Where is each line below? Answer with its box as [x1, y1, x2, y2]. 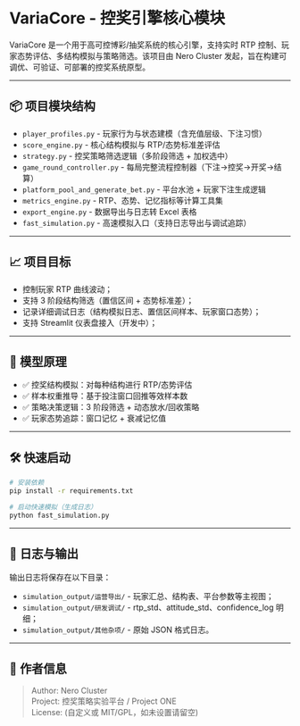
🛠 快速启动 [9, 450, 71, 465]
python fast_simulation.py [9, 511, 110, 520]
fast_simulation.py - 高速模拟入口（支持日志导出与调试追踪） [21, 217, 252, 228]
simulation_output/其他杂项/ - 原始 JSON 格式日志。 [21, 624, 214, 635]
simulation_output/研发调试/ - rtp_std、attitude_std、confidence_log [21, 602, 274, 613]
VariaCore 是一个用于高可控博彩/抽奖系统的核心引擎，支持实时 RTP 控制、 [9, 39, 282, 50]
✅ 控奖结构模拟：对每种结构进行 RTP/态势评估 [21, 380, 193, 390]
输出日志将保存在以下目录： [9, 572, 112, 582]
